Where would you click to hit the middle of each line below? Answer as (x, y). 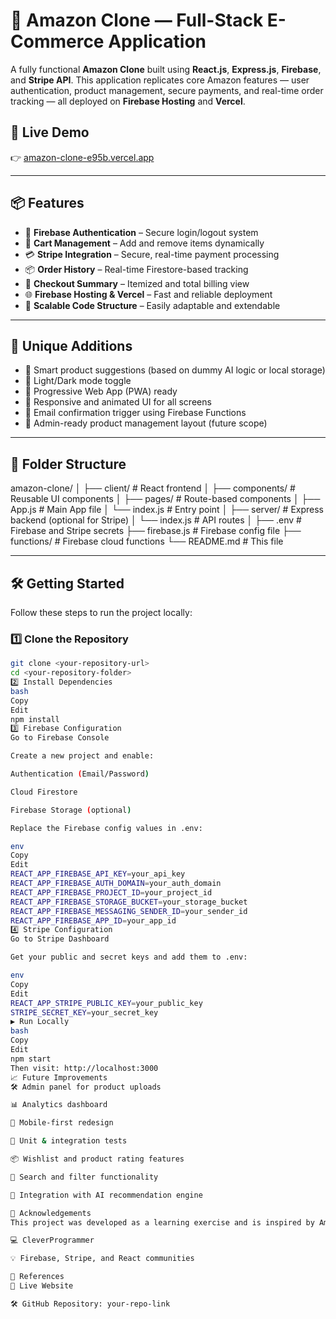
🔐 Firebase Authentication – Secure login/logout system (141, 232)
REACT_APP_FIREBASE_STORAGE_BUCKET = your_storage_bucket (129, 902)
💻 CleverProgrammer (52, 1240)
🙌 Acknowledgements (51, 1213)
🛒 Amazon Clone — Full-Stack (137, 20)
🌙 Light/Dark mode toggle (78, 381)
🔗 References (37, 1277)
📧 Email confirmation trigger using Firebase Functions (135, 413)
